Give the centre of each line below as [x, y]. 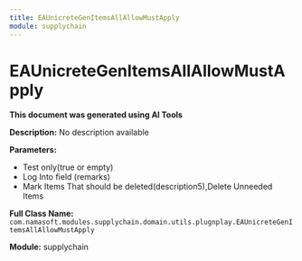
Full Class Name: [42, 214]
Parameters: [33, 150]
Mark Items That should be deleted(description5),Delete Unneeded [147, 187]
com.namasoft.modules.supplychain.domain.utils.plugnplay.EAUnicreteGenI [151, 222]
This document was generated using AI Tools [96, 115]
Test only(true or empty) [68, 167]
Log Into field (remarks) [66, 177]
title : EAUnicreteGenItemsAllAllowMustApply [94, 18]
